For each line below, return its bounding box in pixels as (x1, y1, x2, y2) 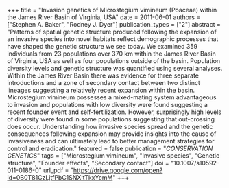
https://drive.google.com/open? (73, 166, 163, 174)
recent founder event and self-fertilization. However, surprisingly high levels (7, 108, 221, 116)
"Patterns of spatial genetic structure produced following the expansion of (7, 27, 217, 36)
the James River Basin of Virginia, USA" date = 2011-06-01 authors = (7, 13, 201, 21)
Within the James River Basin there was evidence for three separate (7, 71, 200, 80)
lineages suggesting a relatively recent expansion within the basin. (7, 86, 195, 94)
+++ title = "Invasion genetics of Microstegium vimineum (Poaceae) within (7, 6, 217, 14)
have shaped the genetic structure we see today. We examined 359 (7, 43, 197, 50)
